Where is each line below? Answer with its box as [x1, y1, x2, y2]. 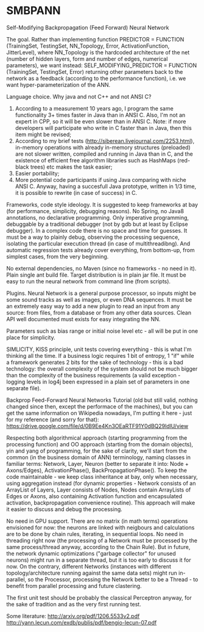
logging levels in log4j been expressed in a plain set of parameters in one [6, 378, 190, 385]
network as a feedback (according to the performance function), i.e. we [6, 74, 186, 82]
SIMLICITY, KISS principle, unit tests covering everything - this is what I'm [6, 346, 192, 353]
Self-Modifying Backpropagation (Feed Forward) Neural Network [6, 24, 169, 31]
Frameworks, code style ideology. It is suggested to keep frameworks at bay [6, 201, 199, 208]
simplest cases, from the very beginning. [6, 253, 109, 260]
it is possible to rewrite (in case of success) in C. [15, 189, 138, 196]
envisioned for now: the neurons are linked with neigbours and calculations [6, 523, 195, 531]
